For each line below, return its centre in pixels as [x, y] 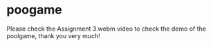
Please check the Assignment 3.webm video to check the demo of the [106, 29]
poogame [35, 10]
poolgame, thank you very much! [54, 35]
